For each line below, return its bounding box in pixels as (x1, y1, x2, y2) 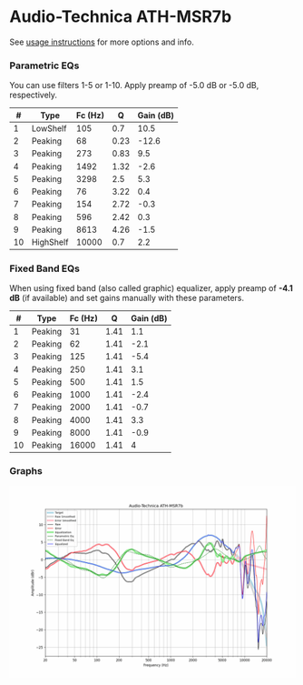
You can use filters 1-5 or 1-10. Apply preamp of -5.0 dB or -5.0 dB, (9, 80, 259, 91)
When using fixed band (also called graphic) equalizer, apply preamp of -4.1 (9, 283, 293, 294)
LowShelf (31, 123, 67, 134)
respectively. (9, 89, 57, 101)
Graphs (9, 465, 43, 478)
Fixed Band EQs (9, 262, 80, 275)
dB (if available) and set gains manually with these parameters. (9, 293, 245, 304)
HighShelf (31, 237, 69, 247)
